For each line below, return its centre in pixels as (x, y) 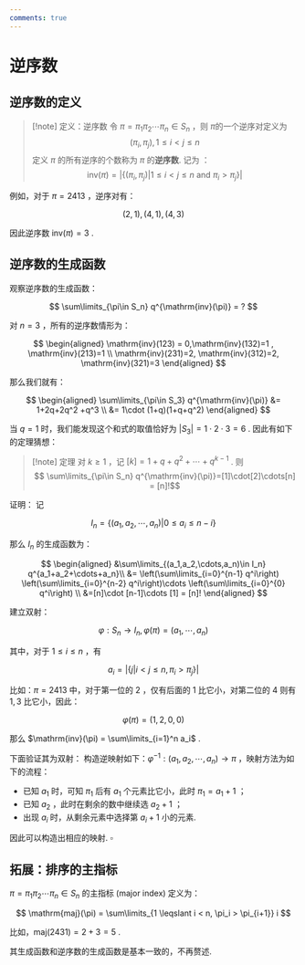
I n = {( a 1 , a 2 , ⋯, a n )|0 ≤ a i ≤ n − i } (153, 524)
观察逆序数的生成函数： (53, 288)
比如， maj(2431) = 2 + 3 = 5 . (65, 931)
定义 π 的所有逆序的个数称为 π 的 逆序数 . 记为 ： (121, 160)
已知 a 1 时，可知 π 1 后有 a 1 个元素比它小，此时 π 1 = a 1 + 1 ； (134, 792)
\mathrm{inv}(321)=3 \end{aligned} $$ (153, 362)
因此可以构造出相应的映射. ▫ (61, 838)
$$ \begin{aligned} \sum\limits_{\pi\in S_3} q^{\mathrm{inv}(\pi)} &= (153, 400)
